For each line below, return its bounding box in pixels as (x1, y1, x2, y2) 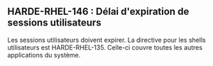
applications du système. (7, 50, 81, 59)
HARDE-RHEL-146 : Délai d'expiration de (7, 6, 190, 18)
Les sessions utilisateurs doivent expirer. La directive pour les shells (7, 35, 206, 44)
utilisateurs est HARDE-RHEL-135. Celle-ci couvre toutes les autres (7, 43, 203, 52)
